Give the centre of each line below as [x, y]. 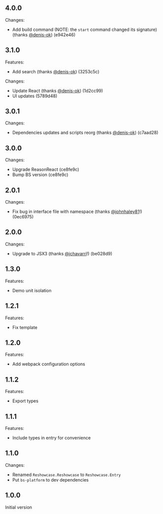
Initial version [19, 507]
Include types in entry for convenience [51, 438]
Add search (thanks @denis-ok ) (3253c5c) [56, 71]
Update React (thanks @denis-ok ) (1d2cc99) [58, 91]
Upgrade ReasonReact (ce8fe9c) [46, 170]
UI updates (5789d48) [35, 96]
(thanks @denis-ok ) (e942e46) [44, 34]
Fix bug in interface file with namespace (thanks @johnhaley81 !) [77, 212]
